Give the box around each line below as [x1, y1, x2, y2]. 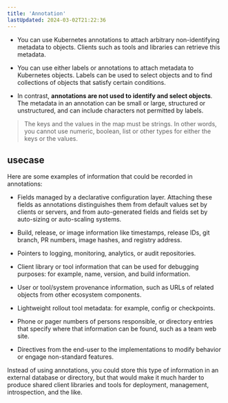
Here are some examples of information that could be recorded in [7, 173, 193, 181]
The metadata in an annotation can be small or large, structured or [17, 99, 206, 107]
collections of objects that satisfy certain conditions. [17, 78, 167, 86]
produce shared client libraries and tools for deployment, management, [7, 381, 209, 389]
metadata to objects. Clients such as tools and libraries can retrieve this [17, 43, 220, 51]
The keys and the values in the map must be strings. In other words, [23, 119, 217, 128]
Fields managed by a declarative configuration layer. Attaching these [17, 193, 212, 201]
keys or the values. [23, 134, 78, 142]
